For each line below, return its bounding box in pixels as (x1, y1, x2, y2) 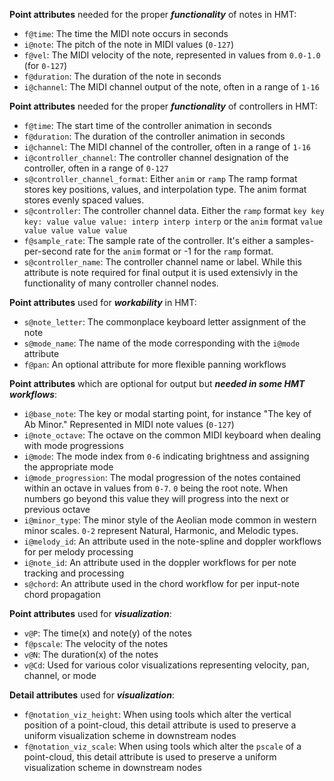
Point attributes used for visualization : (9, 608, 172, 619)
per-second (23, 245, 73, 257)
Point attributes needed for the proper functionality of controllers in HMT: (9, 100, 318, 112)
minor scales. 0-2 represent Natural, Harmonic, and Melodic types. (23, 525, 299, 536)
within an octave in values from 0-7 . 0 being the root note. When (23, 482, 289, 494)
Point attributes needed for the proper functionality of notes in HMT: (9, 9, 297, 20)
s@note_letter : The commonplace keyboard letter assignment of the (23, 316, 307, 328)
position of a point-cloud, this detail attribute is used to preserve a (23, 719, 297, 731)
